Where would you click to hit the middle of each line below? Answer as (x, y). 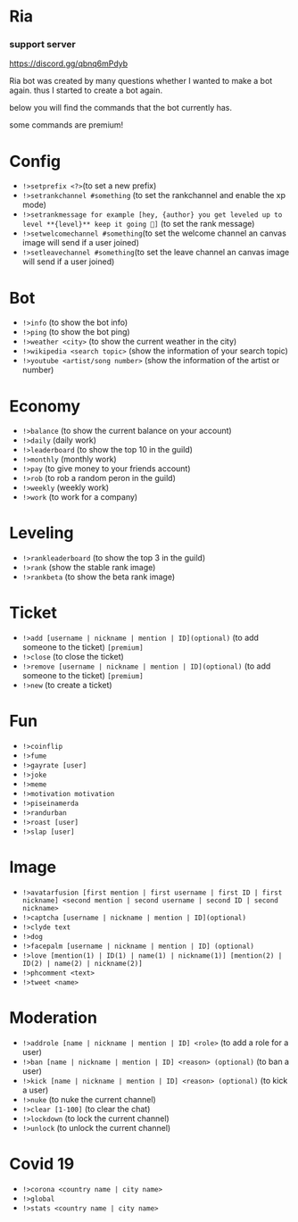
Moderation (54, 1018)
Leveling (41, 533)
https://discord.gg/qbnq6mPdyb (69, 63)
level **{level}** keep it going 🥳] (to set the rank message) (138, 224)
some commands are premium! (66, 125)
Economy (45, 406)
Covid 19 (42, 1164)
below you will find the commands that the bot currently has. (121, 108)
